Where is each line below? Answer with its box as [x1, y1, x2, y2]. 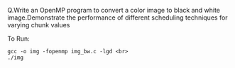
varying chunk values [7, 21, 70, 29]
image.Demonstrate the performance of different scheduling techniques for [7, 13, 229, 22]
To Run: [7, 34, 30, 43]
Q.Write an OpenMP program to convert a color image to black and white [7, 6, 220, 14]
